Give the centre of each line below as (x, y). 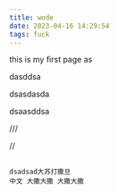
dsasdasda (29, 94)
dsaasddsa (29, 112)
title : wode (31, 17)
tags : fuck (29, 34)
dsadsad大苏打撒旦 (40, 172)
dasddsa (25, 77)
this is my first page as (51, 60)
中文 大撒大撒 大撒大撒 (47, 181)
